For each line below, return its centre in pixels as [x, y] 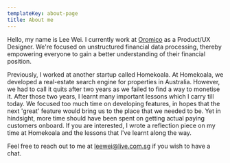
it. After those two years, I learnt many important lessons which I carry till [111, 96]
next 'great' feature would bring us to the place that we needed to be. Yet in [114, 111]
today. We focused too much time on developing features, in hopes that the [114, 103]
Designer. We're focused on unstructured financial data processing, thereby [114, 47]
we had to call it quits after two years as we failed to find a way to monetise [114, 89]
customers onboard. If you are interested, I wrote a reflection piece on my [112, 125]
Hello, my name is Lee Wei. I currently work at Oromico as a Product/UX [109, 39]
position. [20, 61]
